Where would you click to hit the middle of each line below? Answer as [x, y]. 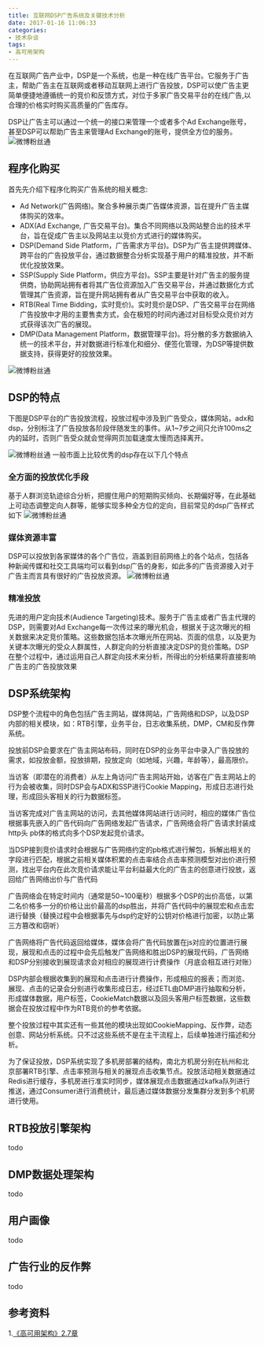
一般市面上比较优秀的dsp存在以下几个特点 [120, 455]
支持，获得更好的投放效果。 [71, 353]
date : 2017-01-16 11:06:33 [52, 23]
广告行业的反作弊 [49, 1267]
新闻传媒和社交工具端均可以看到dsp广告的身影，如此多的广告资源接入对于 [134, 566]
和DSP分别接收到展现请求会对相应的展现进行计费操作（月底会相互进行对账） [132, 962]
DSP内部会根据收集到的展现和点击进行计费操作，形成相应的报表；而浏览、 [129, 979]
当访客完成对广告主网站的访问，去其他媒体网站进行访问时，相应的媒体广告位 [132, 813]
